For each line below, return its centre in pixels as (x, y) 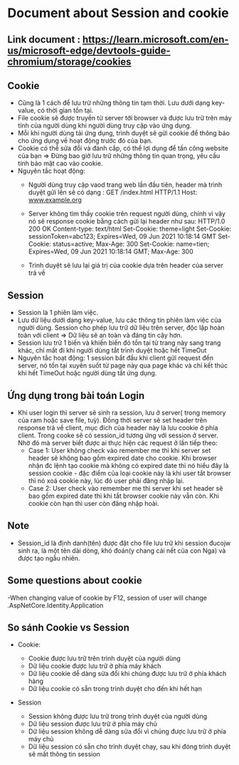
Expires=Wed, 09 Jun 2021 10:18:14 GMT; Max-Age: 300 (111, 251)
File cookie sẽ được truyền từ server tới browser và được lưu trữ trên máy (125, 118)
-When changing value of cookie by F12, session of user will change (107, 598)
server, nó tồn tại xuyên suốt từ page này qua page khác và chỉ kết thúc (123, 365)
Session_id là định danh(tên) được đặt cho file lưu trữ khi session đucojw (124, 543)
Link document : (44, 40)
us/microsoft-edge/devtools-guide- (89, 50)
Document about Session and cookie (118, 13)
